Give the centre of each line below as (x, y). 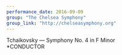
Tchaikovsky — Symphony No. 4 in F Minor (61, 40)
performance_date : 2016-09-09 (45, 12)
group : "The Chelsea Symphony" (46, 18)
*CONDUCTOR (25, 47)
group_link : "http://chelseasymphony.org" (61, 23)
